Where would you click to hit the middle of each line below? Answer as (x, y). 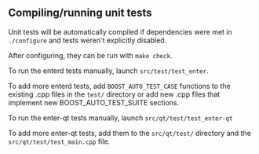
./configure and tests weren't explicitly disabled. (88, 40)
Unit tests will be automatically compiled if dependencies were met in (120, 31)
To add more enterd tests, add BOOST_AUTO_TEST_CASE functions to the (119, 86)
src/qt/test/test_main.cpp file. (59, 141)
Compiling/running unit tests (80, 13)
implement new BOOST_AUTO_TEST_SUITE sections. (94, 102)
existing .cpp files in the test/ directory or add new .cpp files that (114, 94)
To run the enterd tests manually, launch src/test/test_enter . (109, 71)
